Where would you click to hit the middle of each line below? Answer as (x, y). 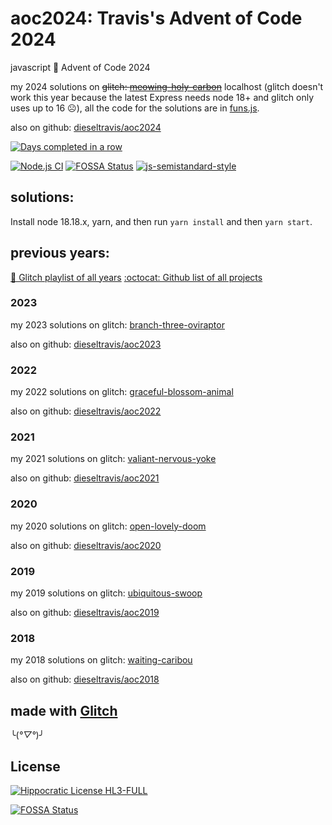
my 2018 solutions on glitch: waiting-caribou (101, 660)
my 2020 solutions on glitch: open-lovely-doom (108, 526)
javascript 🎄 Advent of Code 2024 (80, 67)
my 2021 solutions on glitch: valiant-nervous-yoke (113, 459)
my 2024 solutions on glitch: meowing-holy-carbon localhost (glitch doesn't (167, 86)
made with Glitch (64, 710)
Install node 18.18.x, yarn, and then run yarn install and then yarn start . (161, 221)
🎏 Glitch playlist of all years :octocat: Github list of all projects (136, 277)
